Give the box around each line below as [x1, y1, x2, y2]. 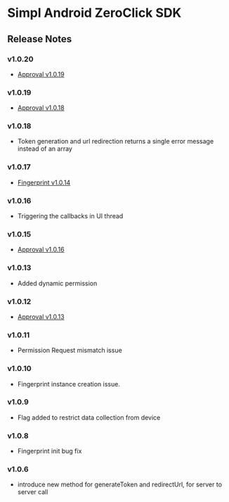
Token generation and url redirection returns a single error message [17, 137, 214, 146]
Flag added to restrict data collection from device [17, 413, 161, 422]
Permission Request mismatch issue [17, 346, 123, 355]
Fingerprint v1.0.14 [17, 178, 71, 187]
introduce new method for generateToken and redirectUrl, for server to [17, 480, 223, 489]
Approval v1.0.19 [17, 70, 65, 78]
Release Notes [7, 33, 72, 45]
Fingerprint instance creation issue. [17, 379, 121, 388]
